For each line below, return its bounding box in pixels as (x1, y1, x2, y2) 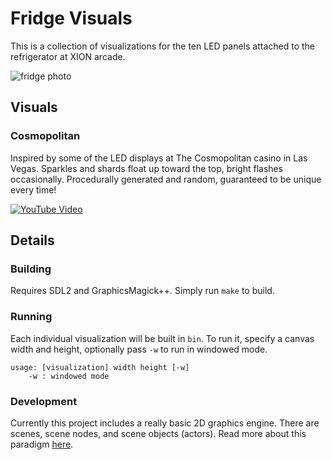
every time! (10, 183, 57, 196)
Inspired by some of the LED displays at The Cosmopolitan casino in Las (10, 152, 308, 164)
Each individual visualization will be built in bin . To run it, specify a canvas (10, 332, 315, 344)
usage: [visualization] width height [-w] (10, 362, 190, 372)
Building (10, 262, 52, 276)
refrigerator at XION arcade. (10, 50, 126, 62)
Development (10, 394, 78, 408)
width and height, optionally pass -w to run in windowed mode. (10, 343, 268, 355)
